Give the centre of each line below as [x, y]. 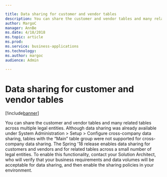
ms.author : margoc [24, 56]
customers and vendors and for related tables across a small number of [78, 149]
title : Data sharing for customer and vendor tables [61, 14]
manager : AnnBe [21, 28]
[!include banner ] [22, 113]
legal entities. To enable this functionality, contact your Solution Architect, [81, 155]
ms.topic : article [24, 37]
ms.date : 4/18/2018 [25, 33]
